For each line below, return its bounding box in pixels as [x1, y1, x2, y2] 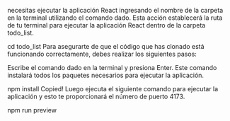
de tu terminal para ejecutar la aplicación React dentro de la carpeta [7, 21, 206, 29]
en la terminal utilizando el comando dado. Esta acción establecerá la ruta [7, 13, 223, 22]
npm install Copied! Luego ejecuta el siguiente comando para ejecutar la [7, 85, 219, 93]
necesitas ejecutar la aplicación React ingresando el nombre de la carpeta [7, 6, 224, 14]
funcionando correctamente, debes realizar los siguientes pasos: [7, 50, 197, 58]
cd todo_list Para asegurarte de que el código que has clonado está [7, 42, 205, 50]
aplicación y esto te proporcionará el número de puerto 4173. [7, 92, 185, 100]
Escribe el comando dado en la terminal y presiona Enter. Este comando [7, 64, 217, 71]
